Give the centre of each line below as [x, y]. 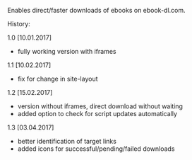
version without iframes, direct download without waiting [100, 106]
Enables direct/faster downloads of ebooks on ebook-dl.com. [96, 10]
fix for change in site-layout [58, 79]
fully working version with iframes [67, 51]
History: [19, 24]
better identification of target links [67, 141]
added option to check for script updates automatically [97, 114]
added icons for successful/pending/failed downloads [96, 149]
